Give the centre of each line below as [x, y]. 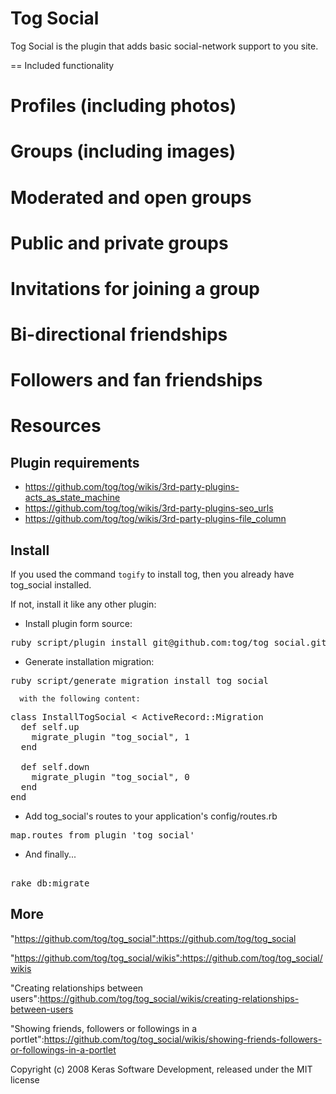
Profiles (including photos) [123, 106]
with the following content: [80, 699]
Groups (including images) [123, 151]
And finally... [50, 854]
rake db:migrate [50, 883]
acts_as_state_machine [72, 498]
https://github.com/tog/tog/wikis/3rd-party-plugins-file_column [155, 519]
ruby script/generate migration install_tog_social [140, 681]
